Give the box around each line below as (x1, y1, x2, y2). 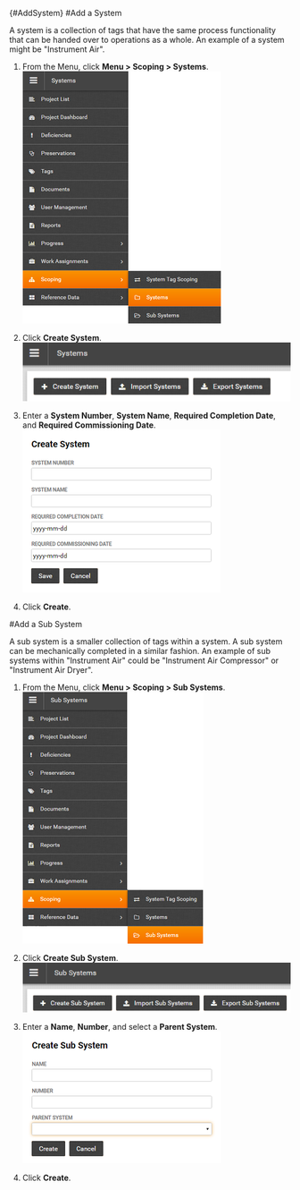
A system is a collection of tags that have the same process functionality (9, 25, 277, 35)
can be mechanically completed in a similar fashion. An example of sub (9, 646, 271, 657)
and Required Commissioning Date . (21, 420, 156, 430)
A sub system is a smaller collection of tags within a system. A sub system (9, 636, 283, 647)
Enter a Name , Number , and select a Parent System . (21, 1022, 218, 1033)
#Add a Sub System (9, 619, 83, 630)
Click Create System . (21, 333, 102, 343)
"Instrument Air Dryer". (9, 665, 94, 676)
